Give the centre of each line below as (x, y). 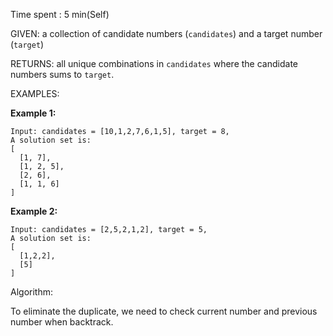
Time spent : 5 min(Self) (60, 14)
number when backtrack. (62, 322)
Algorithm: (31, 292)
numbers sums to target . (62, 74)
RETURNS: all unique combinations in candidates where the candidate (154, 63)
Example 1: (33, 113)
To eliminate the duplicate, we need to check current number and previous (164, 311)
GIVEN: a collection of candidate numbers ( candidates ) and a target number (166, 33)
